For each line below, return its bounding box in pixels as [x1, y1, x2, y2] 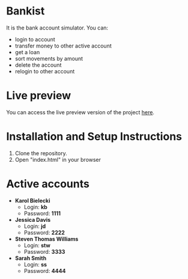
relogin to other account [14, 67, 75, 75]
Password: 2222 [23, 228, 65, 236]
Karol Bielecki [14, 197, 50, 204]
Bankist [6, 4, 45, 18]
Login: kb [23, 203, 48, 210]
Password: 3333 [23, 248, 65, 255]
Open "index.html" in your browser [14, 156, 101, 163]
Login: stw [23, 242, 51, 249]
